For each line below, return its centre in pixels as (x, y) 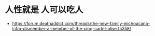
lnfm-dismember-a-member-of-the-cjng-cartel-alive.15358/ (71, 28)
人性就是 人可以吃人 (44, 10)
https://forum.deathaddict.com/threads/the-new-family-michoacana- (81, 23)
